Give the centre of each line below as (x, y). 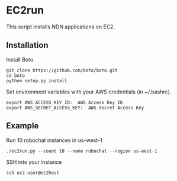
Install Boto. (21, 59)
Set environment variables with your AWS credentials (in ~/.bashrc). (89, 92)
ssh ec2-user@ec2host (33, 173)
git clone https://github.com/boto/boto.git (62, 70)
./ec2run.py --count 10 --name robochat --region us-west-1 (82, 151)
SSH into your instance (34, 162)
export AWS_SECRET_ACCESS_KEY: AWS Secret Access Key (75, 108)
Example (22, 126)
